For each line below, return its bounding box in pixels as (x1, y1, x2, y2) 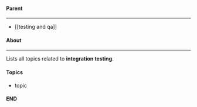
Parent (6, 5, 23, 12)
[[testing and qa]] (14, 24, 57, 31)
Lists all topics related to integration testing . (6, 55, 114, 62)
